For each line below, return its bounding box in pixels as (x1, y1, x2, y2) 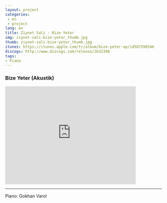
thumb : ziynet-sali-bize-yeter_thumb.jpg (5, 40, 92, 45)
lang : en (5, 26, 23, 31)
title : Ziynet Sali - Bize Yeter (5, 30, 75, 35)
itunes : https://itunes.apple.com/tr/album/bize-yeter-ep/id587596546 (5, 44, 155, 49)
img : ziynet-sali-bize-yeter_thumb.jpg (5, 35, 88, 40)
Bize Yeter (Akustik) (5, 75, 55, 82)
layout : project (5, 7, 39, 12)
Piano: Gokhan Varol (5, 193, 47, 199)
